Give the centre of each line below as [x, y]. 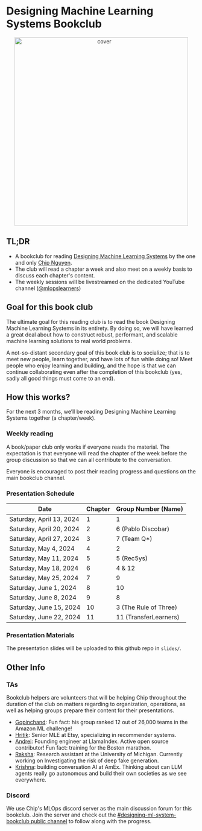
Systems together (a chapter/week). [51, 418]
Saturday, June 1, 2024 [43, 587]
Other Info [26, 667]
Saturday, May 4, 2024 [42, 548]
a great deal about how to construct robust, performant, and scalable [92, 334]
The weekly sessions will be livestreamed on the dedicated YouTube [100, 282]
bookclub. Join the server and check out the [61, 815]
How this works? [38, 397]
